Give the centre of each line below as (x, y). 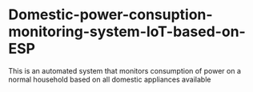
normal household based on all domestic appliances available (110, 79)
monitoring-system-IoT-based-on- (127, 32)
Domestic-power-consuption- (111, 15)
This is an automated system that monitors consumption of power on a (125, 70)
